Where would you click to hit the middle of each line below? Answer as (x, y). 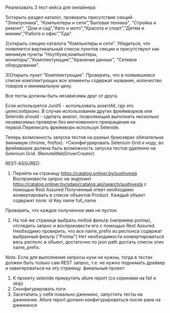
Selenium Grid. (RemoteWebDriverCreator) (50, 153)
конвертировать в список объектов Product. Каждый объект (79, 195)
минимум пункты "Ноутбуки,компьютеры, (52, 54)
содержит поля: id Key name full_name (54, 200)
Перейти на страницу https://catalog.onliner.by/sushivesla (75, 173)
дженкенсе (25, 305)
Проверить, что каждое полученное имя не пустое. (62, 210)
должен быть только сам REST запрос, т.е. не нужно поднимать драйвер (85, 263)
